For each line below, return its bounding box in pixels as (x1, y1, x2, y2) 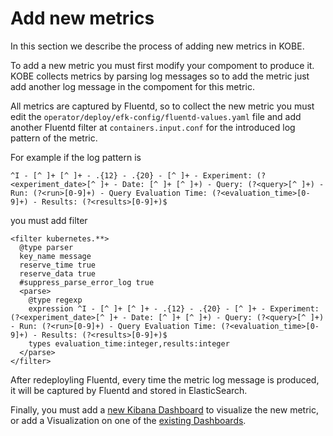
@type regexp (28, 295, 83, 305)
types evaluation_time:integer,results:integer (28, 338, 230, 349)
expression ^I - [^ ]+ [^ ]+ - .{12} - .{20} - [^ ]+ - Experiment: (28, 303, 320, 314)
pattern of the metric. (10, 132, 98, 144)
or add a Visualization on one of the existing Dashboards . (10, 414, 247, 426)
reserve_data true (19, 268, 97, 279)
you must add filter (10, 214, 88, 226)
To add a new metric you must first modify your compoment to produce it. (10, 59, 315, 71)
